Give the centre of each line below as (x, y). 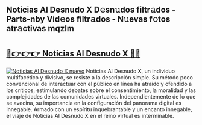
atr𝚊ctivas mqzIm (40, 29)
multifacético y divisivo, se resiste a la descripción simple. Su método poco (99, 77)
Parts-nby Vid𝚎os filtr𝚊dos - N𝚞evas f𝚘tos (88, 20)
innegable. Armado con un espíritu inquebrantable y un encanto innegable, (99, 109)
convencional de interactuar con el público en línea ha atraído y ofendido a (99, 84)
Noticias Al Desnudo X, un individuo (131, 71)
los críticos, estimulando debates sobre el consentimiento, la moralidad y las (101, 90)
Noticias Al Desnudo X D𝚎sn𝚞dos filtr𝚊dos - (91, 10)
